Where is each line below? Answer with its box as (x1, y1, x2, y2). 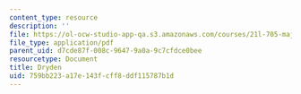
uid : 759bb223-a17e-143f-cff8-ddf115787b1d (9, 72, 175, 81)
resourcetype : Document (9, 55, 99, 64)
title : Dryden (9, 64, 63, 73)
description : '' (9, 21, 70, 30)
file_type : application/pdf (9, 38, 115, 47)
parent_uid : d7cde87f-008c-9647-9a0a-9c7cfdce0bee (9, 47, 202, 56)
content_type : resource (9, 13, 99, 22)
